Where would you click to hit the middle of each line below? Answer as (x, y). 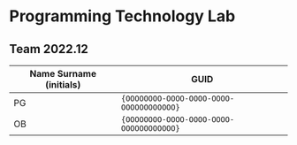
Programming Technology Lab (122, 16)
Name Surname (63, 74)
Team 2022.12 (49, 49)
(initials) (63, 84)
